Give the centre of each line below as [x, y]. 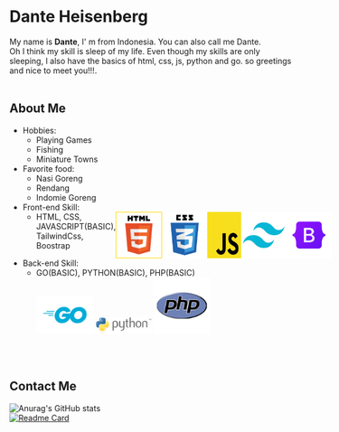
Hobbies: [39, 130]
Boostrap [53, 245]
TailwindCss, [60, 236]
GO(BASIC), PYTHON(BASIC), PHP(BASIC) [116, 272]
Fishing [50, 149]
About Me [38, 109]
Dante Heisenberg [79, 17]
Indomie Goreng [66, 197]
